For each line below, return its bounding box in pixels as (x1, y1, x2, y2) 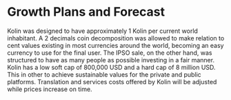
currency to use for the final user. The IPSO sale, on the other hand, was (7, 49, 212, 57)
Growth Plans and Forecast (7, 4, 165, 20)
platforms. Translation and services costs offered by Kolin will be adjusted (7, 77, 217, 86)
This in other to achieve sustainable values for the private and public (7, 70, 201, 79)
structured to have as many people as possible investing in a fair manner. (7, 55, 215, 64)
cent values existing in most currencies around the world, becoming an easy (7, 41, 224, 49)
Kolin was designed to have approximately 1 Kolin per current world (7, 27, 199, 35)
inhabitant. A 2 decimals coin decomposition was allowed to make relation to (7, 34, 225, 42)
